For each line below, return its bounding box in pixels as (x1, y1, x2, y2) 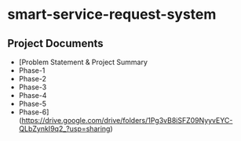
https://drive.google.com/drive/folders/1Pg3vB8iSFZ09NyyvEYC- (21, 116, 233, 125)
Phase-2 (18, 74, 46, 83)
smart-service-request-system (7, 5, 217, 23)
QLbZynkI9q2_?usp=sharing (18, 124, 111, 133)
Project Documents (7, 37, 104, 50)
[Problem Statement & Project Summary (18, 57, 148, 67)
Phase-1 (18, 66, 46, 75)
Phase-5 (18, 99, 47, 108)
